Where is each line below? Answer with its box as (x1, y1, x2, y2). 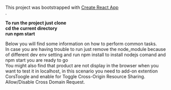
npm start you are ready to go (5, 57, 68, 63)
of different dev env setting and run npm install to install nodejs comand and (5, 51, 166, 58)
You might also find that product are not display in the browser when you (5, 63, 159, 68)
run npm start (5, 31, 35, 37)
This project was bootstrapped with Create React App (5, 5, 119, 10)
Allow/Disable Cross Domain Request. (5, 79, 85, 85)
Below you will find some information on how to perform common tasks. (5, 41, 157, 47)
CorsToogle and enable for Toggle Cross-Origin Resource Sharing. (5, 74, 145, 79)
